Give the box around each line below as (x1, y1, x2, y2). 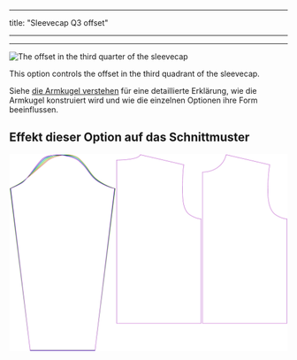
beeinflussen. (9, 104, 59, 115)
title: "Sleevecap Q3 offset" (9, 18, 109, 27)
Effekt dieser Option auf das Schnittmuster (9, 130, 250, 145)
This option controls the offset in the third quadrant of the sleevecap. (9, 68, 261, 79)
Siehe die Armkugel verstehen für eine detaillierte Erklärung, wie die (9, 86, 257, 96)
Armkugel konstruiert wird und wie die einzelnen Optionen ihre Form (9, 95, 258, 105)
